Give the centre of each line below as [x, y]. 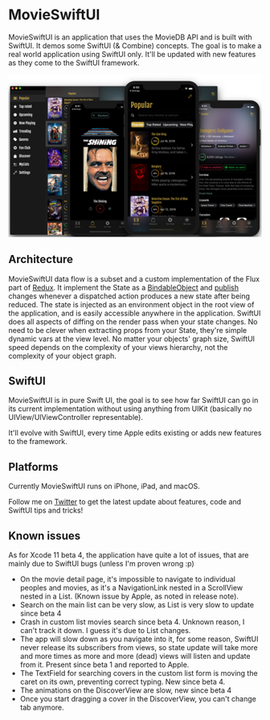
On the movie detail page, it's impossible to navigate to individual [127, 579]
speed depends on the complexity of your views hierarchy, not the [118, 347]
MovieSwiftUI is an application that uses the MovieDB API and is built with [131, 37]
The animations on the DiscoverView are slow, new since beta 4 [126, 690]
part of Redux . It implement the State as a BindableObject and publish [124, 287]
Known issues [45, 535]
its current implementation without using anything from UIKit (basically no [130, 409]
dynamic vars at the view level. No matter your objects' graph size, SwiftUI [132, 339]
